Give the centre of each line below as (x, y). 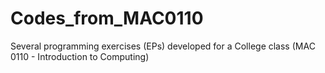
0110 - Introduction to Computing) (80, 56)
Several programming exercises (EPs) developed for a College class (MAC (163, 46)
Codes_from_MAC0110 (107, 18)
